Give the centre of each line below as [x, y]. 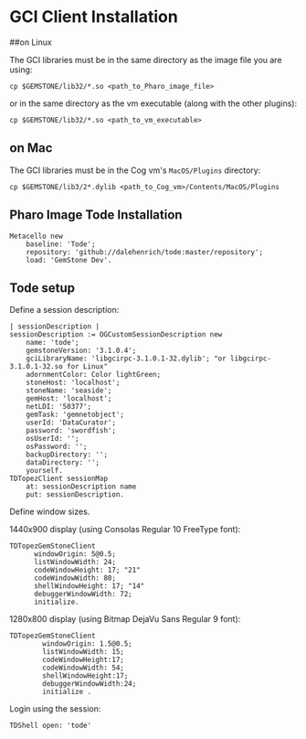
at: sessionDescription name [81, 487]
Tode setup [42, 288]
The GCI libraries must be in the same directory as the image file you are [146, 59]
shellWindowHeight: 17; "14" [89, 586]
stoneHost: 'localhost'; [73, 383]
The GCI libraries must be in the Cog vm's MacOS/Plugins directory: [135, 170]
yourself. [45, 471]
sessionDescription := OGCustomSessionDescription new [116, 335]
